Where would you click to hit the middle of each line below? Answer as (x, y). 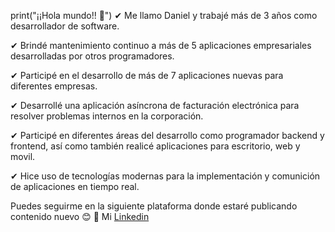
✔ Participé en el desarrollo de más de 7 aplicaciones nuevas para (147, 75)
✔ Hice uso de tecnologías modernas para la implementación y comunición (165, 176)
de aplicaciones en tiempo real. (75, 186)
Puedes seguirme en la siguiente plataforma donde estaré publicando (154, 206)
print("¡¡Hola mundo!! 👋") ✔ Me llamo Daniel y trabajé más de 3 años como (164, 15)
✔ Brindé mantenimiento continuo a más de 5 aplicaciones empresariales (161, 45)
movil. (23, 156)
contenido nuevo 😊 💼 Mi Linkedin (80, 216)
